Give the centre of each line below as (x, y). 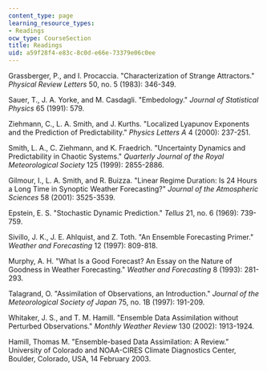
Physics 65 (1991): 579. (47, 108)
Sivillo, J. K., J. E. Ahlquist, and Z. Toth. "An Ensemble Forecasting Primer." (131, 237)
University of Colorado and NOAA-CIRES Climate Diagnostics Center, (122, 350)
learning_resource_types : (51, 23)
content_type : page (41, 16)
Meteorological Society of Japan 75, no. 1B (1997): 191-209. (107, 302)
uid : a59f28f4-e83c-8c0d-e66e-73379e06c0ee (82, 53)
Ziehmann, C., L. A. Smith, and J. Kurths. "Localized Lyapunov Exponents (129, 124)
